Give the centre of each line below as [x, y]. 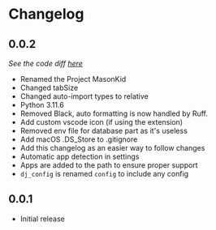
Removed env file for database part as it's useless [104, 131]
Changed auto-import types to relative [84, 96]
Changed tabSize [49, 87]
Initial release [42, 219]
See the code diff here [46, 63]
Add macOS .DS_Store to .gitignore [79, 139]
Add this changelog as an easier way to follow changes [112, 148]
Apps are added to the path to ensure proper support [109, 165]
